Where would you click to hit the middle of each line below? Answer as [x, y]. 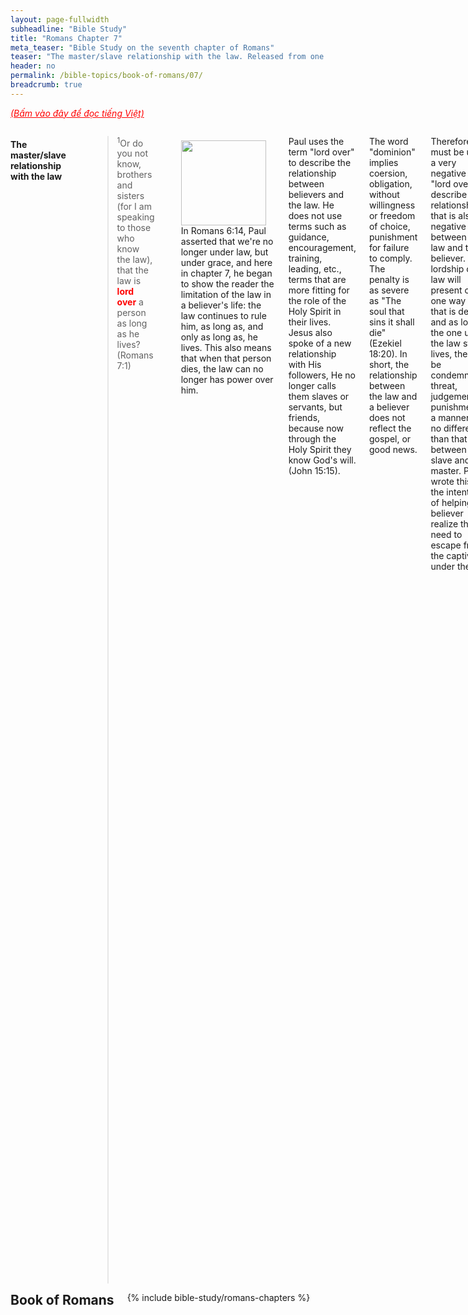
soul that [386, 311]
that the [132, 270]
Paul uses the [316, 141]
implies [383, 162]
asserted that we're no [227, 241]
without [384, 194]
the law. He [311, 205]
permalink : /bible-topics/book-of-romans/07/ [106, 76]
